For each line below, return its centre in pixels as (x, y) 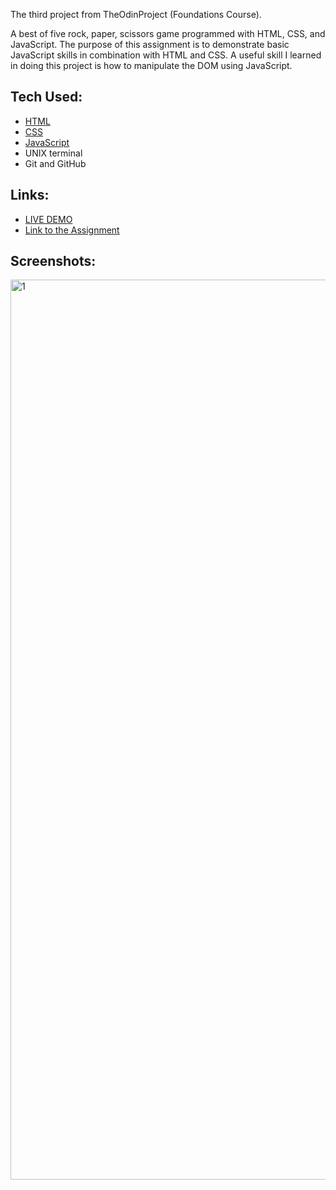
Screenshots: (53, 261)
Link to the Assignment (72, 230)
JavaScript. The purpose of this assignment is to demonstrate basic (150, 44)
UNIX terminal (53, 153)
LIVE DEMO (48, 219)
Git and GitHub (55, 163)
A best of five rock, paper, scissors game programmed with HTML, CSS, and (168, 33)
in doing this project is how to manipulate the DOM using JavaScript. (151, 65)
